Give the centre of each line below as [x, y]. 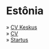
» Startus [17, 40]
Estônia [25, 11]
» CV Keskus [22, 27]
